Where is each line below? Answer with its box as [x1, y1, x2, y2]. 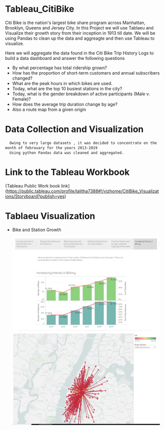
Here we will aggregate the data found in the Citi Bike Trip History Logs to [5, 50, 154, 56]
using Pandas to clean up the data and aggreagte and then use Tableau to [5, 35, 155, 41]
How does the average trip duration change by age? [12, 101, 118, 107]
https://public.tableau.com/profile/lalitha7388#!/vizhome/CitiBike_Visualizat [6, 188, 159, 194]
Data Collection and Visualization [5, 124, 144, 135]
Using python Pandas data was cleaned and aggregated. [9, 150, 124, 155]
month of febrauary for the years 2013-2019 [5, 145, 98, 150]
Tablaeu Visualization [5, 211, 95, 221]
